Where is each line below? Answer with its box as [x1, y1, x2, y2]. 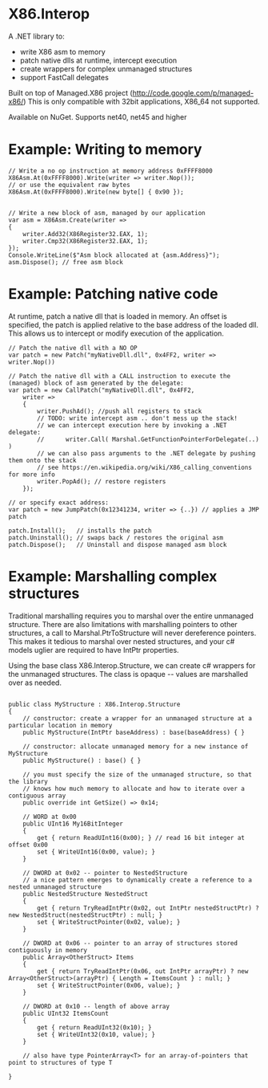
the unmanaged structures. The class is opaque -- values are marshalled [8, 669, 249, 678]
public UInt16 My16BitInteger [22, 820, 124, 828]
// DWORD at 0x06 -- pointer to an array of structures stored [22, 939, 238, 947]
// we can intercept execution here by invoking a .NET [37, 421, 227, 430]
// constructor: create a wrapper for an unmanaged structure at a [22, 714, 252, 723]
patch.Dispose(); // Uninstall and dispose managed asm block [8, 540, 227, 548]
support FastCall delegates [19, 72, 110, 82]
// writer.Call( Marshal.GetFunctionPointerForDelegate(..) [37, 435, 260, 443]
